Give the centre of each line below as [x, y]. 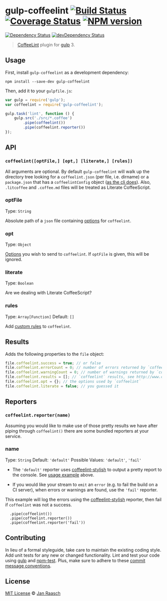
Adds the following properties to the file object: [55, 354]
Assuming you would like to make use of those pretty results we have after [82, 426]
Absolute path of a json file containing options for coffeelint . [68, 221]
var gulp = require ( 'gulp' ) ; [35, 100]
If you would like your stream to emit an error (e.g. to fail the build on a [85, 484]
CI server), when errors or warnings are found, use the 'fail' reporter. [85, 490]
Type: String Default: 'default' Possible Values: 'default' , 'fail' [73, 460]
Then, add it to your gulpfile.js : [39, 91]
